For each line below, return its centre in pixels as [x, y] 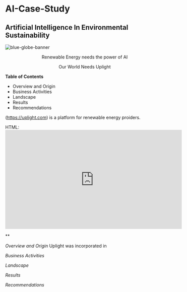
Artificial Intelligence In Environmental [67, 27]
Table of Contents [24, 77]
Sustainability [27, 35]
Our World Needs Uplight [85, 67]
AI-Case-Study [38, 9]
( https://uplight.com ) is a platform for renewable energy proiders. [73, 117]
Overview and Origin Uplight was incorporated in [56, 246]
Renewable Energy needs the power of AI [85, 57]
